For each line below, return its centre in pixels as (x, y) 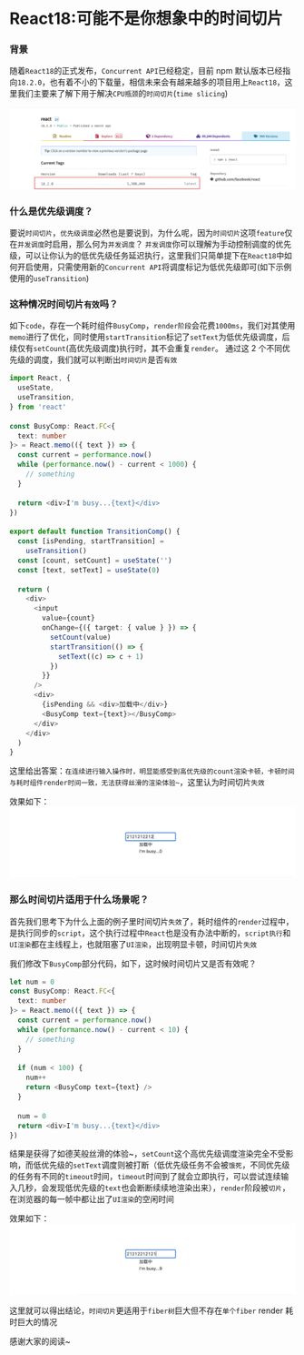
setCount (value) (80, 637)
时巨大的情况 (33, 1321)
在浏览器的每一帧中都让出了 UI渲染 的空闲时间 (92, 1199)
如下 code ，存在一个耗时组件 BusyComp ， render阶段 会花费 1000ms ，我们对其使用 (152, 326)
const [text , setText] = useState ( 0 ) (89, 570)
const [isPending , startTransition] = (91, 541)
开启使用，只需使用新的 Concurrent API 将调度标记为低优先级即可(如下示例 (154, 267)
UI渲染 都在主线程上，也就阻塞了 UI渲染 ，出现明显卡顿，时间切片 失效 (133, 944)
